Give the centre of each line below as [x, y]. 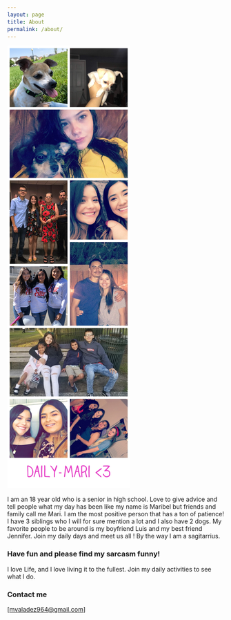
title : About [26, 22]
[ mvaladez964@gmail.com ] [47, 609]
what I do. [21, 576]
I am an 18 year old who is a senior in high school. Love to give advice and [112, 499]
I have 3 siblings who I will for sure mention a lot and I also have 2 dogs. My [114, 521]
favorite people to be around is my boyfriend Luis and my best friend [105, 529]
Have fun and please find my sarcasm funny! [84, 554]
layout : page [26, 15]
